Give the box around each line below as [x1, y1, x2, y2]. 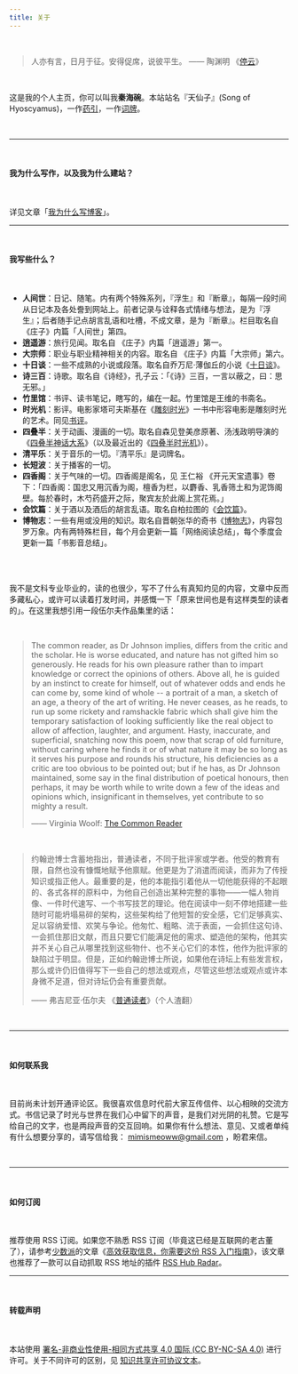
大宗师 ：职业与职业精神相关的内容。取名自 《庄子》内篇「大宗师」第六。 [21, 349, 289, 359]
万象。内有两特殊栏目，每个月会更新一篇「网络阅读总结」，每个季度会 [29, 526, 283, 537]
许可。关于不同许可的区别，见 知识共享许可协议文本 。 [9, 1354, 206, 1365]
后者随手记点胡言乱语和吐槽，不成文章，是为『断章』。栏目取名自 [41, 315, 279, 325]
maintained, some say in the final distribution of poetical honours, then [30, 773, 289, 783]
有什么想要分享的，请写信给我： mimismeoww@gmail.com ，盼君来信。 [9, 1131, 272, 1143]
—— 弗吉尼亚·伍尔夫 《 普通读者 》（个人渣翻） [30, 995, 198, 1006]
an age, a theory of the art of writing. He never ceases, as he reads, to [30, 697, 288, 708]
